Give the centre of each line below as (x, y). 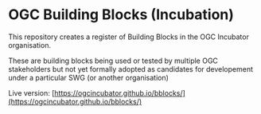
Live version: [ (31, 92)
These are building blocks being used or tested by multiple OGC (113, 61)
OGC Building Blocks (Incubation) (121, 15)
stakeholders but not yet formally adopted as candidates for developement (130, 69)
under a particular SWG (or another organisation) (89, 77)
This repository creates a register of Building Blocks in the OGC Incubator (129, 37)
